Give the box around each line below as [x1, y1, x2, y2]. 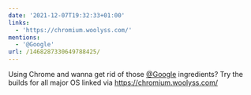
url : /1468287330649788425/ [8, 48, 101, 56]
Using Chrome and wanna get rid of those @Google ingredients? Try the [8, 70, 243, 79]
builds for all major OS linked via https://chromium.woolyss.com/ [8, 78, 219, 87]
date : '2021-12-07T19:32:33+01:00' [8, 11, 126, 20]
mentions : [8, 33, 41, 42]
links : [8, 19, 30, 27]
